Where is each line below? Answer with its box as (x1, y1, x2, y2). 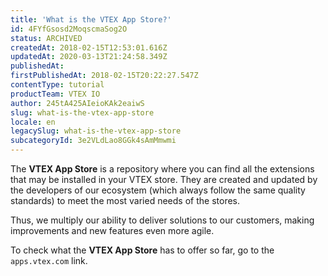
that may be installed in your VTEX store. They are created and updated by (10, 174, 318, 185)
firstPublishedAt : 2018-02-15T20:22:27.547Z (10, 71, 199, 81)
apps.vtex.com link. (10, 255, 88, 266)
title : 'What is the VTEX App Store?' (10, 14, 172, 25)
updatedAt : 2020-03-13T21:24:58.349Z (10, 52, 168, 62)
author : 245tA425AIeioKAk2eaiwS (10, 98, 145, 108)
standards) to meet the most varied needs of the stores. (10, 195, 241, 206)
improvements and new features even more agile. (10, 225, 215, 236)
